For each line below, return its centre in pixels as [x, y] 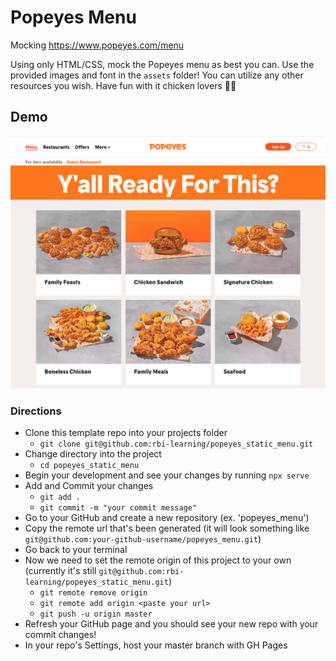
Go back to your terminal [76, 550]
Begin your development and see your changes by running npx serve [167, 475]
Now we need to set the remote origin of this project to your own [158, 560]
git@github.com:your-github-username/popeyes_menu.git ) [143, 539]
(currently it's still [60, 571]
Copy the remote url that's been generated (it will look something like [167, 528]
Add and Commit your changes [89, 486]
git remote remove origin [93, 593]
